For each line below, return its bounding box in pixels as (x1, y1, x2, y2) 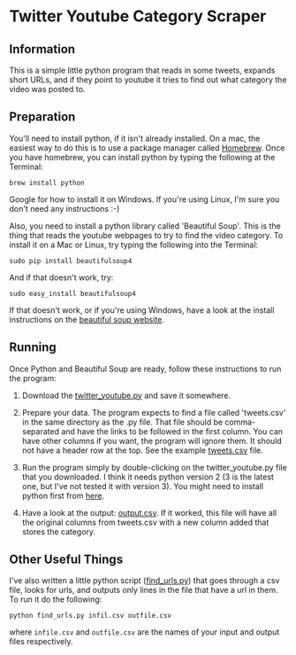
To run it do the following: (9, 594, 102, 604)
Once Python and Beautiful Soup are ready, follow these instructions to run (9, 363, 282, 374)
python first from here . (21, 490, 104, 501)
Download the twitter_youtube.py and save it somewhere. (21, 390, 231, 401)
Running (9, 339, 57, 355)
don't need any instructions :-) (9, 203, 120, 214)
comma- (224, 417, 256, 427)
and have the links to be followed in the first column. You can (61, 425, 284, 436)
